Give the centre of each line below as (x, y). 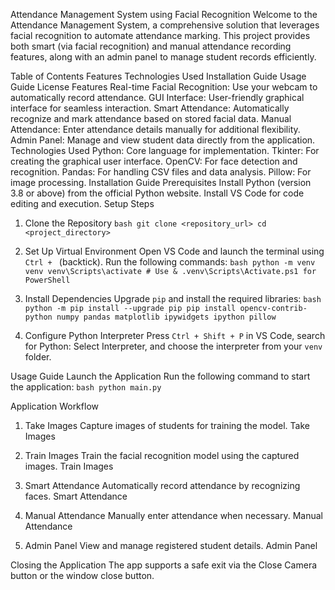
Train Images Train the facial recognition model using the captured (162, 455)
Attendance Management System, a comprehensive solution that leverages (165, 25)
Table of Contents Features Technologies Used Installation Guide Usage (158, 76)
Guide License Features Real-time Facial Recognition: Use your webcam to (164, 87)
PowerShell (47, 280)
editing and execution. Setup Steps (82, 203)
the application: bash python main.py (86, 387)
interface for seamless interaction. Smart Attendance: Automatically (150, 108)
